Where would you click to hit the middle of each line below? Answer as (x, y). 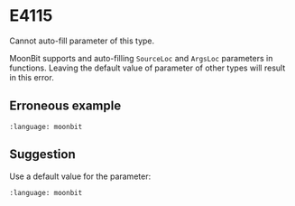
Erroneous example (65, 106)
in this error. (32, 77)
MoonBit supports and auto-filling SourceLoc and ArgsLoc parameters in (141, 58)
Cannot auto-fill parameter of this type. (82, 41)
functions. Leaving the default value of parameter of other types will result (147, 68)
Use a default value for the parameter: (80, 176)
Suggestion (42, 154)
